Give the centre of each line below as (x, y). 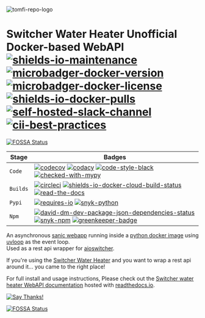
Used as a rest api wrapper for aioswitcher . (60, 248)
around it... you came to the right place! (56, 267)
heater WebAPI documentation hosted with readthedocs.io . (81, 285)
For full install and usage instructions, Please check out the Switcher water (100, 278)
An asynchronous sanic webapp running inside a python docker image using (103, 235)
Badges (115, 157)
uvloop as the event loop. (38, 242)
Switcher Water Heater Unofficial (92, 34)
